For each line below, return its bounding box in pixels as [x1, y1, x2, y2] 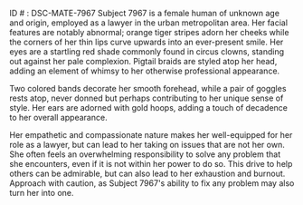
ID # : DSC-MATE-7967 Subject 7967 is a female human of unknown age [9, 8, 280, 18]
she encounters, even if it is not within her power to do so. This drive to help [9, 159, 293, 169]
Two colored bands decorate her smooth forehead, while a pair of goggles [9, 83, 287, 93]
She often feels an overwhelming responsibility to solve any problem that [9, 149, 281, 160]
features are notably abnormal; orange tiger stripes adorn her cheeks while [9, 27, 289, 37]
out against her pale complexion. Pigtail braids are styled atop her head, [9, 56, 278, 66]
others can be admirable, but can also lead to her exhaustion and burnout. [9, 168, 286, 179]
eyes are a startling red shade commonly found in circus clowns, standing [9, 46, 285, 57]
